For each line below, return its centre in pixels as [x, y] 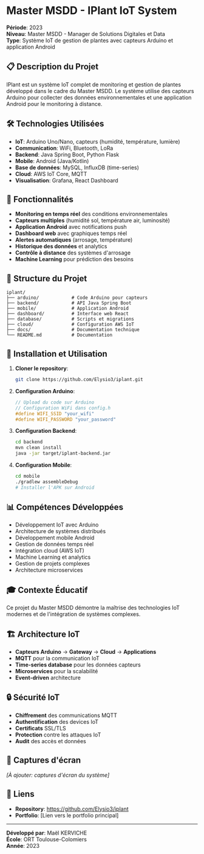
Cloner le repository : [42, 368]
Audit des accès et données [50, 741]
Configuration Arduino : [45, 391]
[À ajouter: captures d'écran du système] [58, 775]
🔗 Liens [20, 794]
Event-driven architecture [48, 678]
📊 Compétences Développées [65, 507]
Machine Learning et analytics [53, 557]
